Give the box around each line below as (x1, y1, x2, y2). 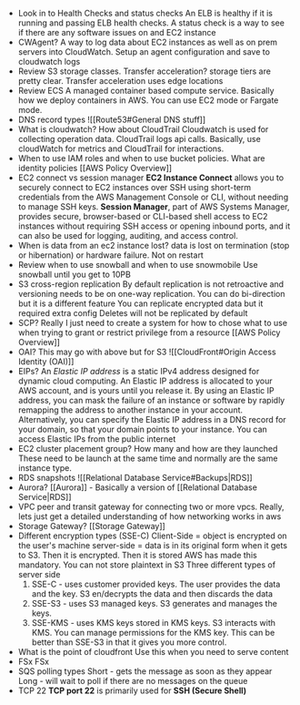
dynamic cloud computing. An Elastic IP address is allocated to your (17, 375, 273, 386)
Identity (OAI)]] (17, 356, 75, 367)
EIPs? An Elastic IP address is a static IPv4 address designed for (17, 366, 260, 376)
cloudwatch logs (17, 56, 81, 66)
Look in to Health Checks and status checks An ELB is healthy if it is (17, 8, 274, 18)
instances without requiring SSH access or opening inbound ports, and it (17, 220, 291, 231)
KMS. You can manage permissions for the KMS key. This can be (31, 628, 275, 638)
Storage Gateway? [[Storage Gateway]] (17, 521, 165, 531)
